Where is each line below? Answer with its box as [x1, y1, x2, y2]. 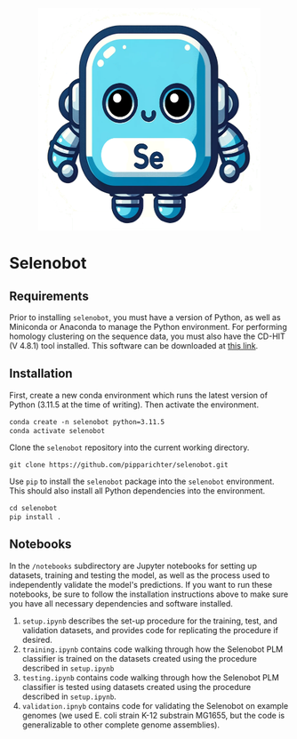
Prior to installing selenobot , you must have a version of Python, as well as [9, 312, 282, 323]
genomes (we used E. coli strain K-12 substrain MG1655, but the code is [21, 710, 285, 720]
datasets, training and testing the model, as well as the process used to [9, 569, 270, 581]
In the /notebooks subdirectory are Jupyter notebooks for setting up [9, 560, 258, 571]
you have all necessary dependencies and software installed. [9, 598, 234, 608]
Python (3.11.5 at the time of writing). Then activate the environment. [9, 399, 260, 410]
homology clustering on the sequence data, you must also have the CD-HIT [9, 331, 286, 341]
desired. [21, 634, 53, 645]
